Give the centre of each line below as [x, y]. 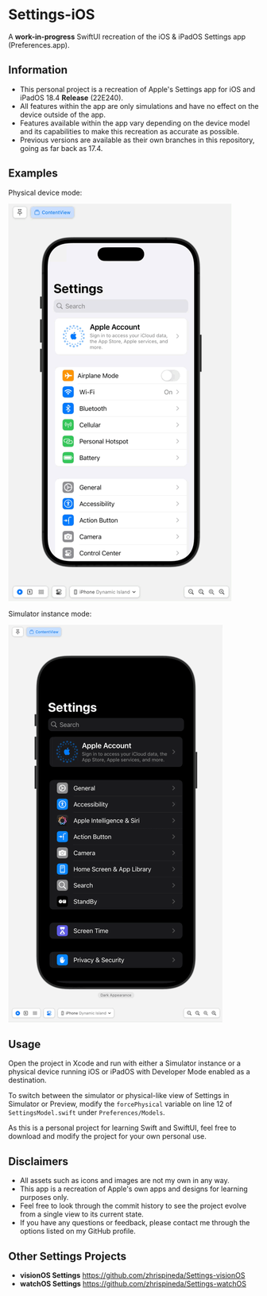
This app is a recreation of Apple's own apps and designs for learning [133, 1189]
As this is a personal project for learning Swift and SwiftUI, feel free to [122, 1128]
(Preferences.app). [39, 44]
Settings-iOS [52, 15]
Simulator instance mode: [50, 613]
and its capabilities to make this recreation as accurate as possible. [130, 131]
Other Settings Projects [68, 1256]
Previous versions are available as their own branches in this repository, [137, 140]
